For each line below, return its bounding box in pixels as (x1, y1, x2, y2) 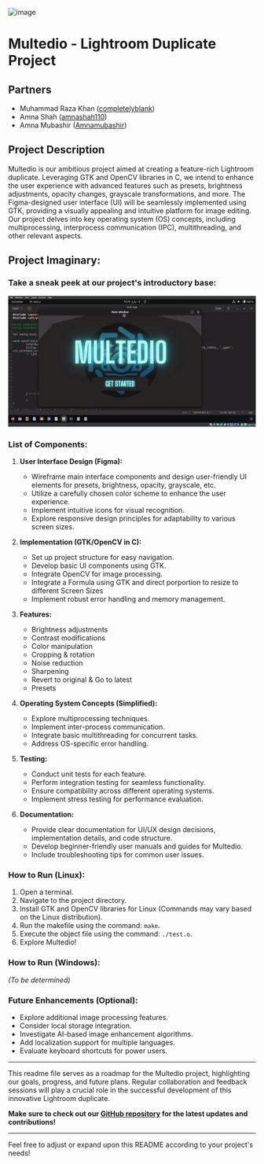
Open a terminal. (19, 887, 74, 897)
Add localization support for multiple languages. (19, 1037, 175, 1047)
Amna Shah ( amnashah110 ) (19, 112, 108, 121)
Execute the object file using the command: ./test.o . (19, 929, 192, 939)
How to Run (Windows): (8, 957, 101, 968)
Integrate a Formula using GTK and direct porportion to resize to (31, 578, 239, 588)
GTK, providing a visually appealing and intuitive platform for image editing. (8, 205, 251, 215)
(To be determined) (8, 975, 71, 985)
